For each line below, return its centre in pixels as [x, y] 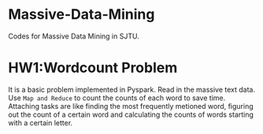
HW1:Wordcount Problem [93, 68]
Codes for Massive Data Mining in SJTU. [74, 36]
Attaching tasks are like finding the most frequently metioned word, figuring [131, 106]
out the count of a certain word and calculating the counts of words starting [131, 114]
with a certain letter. [41, 122]
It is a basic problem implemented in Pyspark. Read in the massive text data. [132, 89]
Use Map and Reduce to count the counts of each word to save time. [117, 98]
